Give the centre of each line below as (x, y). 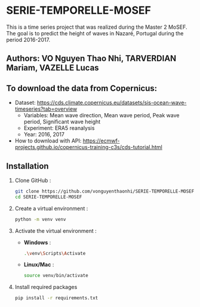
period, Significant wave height (62, 122)
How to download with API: (48, 141)
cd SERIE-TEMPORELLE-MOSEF (48, 197)
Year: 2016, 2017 (44, 135)
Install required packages (46, 287)
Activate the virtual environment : (56, 230)
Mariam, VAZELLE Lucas (53, 68)
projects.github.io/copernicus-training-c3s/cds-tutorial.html (88, 147)
